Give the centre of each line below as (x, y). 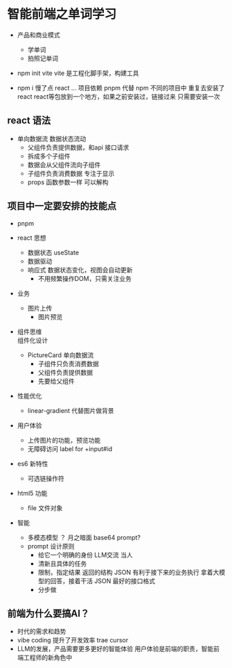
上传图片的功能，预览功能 (64, 440)
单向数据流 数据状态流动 (52, 138)
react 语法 (29, 121)
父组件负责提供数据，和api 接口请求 (78, 147)
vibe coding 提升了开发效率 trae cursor (73, 640)
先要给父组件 (56, 381)
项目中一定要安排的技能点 (62, 206)
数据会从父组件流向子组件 (64, 165)
